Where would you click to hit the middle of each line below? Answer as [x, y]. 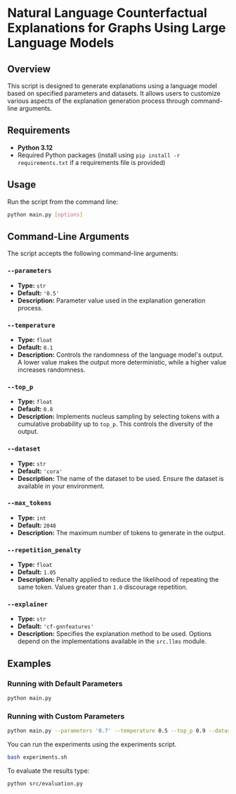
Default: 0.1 [35, 347]
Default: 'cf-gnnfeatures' [55, 626]
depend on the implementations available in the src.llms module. [112, 641]
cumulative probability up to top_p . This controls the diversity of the [115, 424]
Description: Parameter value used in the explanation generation [111, 300]
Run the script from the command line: [63, 202]
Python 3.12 [35, 147]
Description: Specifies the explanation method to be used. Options [114, 634]
